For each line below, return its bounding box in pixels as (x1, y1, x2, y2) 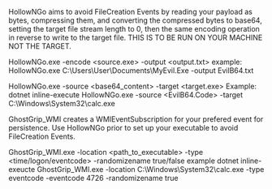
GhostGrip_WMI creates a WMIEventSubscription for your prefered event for (8, 114, 264, 124)
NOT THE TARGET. (8, 41, 71, 51)
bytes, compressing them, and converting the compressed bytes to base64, (8, 15, 262, 25)
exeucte (8, 165, 36, 174)
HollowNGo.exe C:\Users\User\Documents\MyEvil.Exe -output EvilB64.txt (8, 66, 254, 75)
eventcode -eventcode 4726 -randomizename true (8, 174, 179, 183)
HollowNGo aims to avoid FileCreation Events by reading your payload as (8, 7, 253, 16)
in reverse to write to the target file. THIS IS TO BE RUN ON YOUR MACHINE (8, 32, 263, 42)
